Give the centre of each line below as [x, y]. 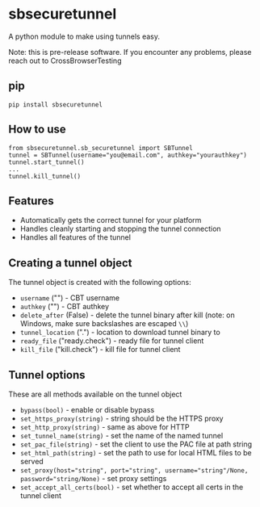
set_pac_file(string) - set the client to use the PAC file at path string [136, 444]
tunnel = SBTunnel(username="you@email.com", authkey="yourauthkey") [128, 155]
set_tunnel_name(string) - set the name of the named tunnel [122, 436]
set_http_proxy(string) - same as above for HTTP [105, 427]
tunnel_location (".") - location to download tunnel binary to [120, 333]
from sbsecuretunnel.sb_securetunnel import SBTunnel [101, 148]
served [32, 461]
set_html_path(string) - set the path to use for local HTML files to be [136, 453]
